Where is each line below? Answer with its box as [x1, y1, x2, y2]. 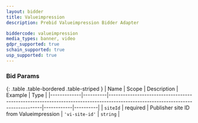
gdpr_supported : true [6, 41, 60, 47]
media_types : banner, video [6, 36, 76, 42]
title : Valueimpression [6, 14, 65, 20]
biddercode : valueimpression [6, 30, 78, 36]
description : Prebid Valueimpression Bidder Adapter [6, 20, 139, 25]
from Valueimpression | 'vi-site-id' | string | [6, 111, 120, 118]
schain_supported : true [6, 47, 65, 53]
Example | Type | [6, 92, 47, 99]
